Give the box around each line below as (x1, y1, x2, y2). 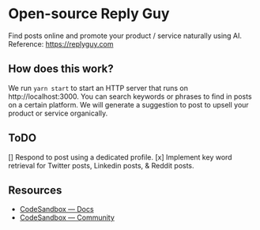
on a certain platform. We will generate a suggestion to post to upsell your (8, 100, 249, 109)
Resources (8, 183, 62, 197)
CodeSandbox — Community (19, 213, 115, 222)
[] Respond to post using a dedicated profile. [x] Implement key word (8, 152, 232, 162)
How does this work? (8, 62, 114, 76)
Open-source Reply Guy (8, 5, 170, 23)
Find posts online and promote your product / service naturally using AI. (8, 31, 243, 40)
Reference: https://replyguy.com (8, 39, 114, 48)
